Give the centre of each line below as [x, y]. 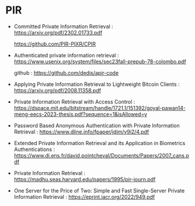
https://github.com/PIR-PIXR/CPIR [55, 44]
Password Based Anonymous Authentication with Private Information [97, 125]
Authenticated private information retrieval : [66, 55]
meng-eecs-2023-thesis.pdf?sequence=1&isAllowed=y [80, 114]
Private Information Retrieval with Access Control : [74, 102]
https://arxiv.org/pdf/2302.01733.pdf [58, 32]
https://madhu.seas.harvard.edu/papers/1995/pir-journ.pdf [85, 179]
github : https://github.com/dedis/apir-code [66, 73]
